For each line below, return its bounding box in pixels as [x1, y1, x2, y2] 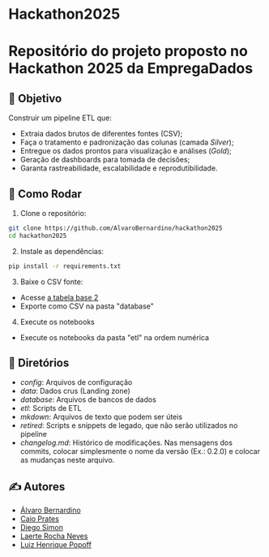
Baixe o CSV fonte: [19, 277, 83, 287]
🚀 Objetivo [8, 91, 62, 106]
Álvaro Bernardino [19, 505, 81, 516]
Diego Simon [19, 523, 63, 533]
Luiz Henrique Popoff [19, 540, 92, 550]
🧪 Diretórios [8, 356, 70, 370]
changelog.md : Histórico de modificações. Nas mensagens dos [19, 438, 233, 447]
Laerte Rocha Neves [19, 531, 88, 541]
